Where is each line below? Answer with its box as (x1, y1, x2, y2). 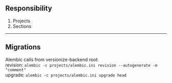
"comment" (5, 67, 27, 72)
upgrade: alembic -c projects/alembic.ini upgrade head (5, 72, 127, 78)
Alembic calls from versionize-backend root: (5, 56, 99, 63)
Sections (12, 23, 32, 29)
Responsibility (5, 4, 52, 13)
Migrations (5, 43, 41, 52)
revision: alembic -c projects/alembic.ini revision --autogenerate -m (5, 61, 158, 68)
